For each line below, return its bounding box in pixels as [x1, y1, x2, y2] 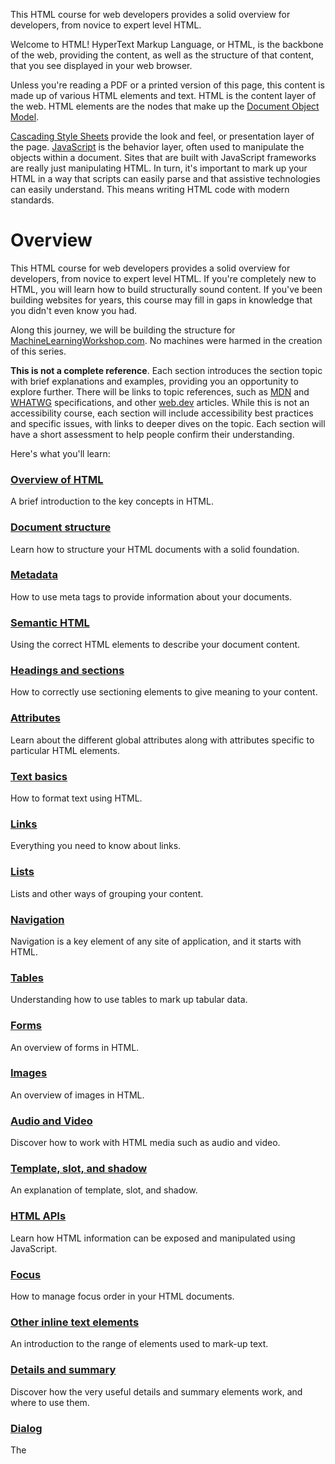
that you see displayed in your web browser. [10, 60, 193, 71]
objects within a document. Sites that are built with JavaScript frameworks [10, 152, 317, 163]
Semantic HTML [10, 615, 90, 629]
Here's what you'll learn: [10, 447, 111, 459]
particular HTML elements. [10, 744, 120, 756]
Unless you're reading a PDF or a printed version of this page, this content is [10, 79, 325, 91]
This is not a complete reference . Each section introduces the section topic [10, 364, 323, 376]
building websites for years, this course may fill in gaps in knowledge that [10, 294, 313, 306]
